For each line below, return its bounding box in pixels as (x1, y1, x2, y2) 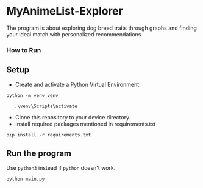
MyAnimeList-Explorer (6, 4, 123, 18)
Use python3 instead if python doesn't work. (6, 164, 116, 172)
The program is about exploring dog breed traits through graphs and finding (6, 24, 197, 32)
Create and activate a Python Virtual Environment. (15, 81, 141, 88)
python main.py (6, 176, 45, 183)
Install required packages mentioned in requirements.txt (15, 120, 156, 127)
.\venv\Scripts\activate (14, 103, 78, 109)
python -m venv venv (6, 92, 59, 98)
